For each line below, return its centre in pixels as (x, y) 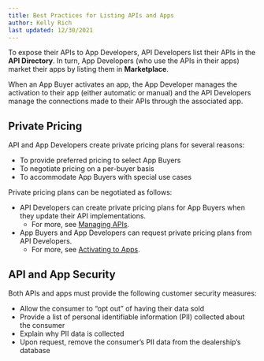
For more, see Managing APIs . (80, 225)
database (35, 350)
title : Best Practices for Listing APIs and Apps (91, 15)
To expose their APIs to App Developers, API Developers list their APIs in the (132, 53)
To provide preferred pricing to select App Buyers (100, 160)
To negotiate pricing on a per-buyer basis (87, 169)
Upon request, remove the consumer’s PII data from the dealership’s (130, 342)
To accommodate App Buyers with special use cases (105, 177)
